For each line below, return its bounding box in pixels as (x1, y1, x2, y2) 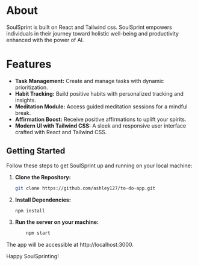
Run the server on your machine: (14, 218, 99, 226)
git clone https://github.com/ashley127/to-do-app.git (14, 185, 156, 191)
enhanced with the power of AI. (6, 36, 84, 43)
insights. (14, 96, 36, 104)
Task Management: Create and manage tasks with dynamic (14, 77, 164, 84)
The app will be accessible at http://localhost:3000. (6, 241, 134, 249)
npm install (14, 208, 45, 214)
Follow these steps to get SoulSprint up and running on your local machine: (6, 162, 193, 169)
